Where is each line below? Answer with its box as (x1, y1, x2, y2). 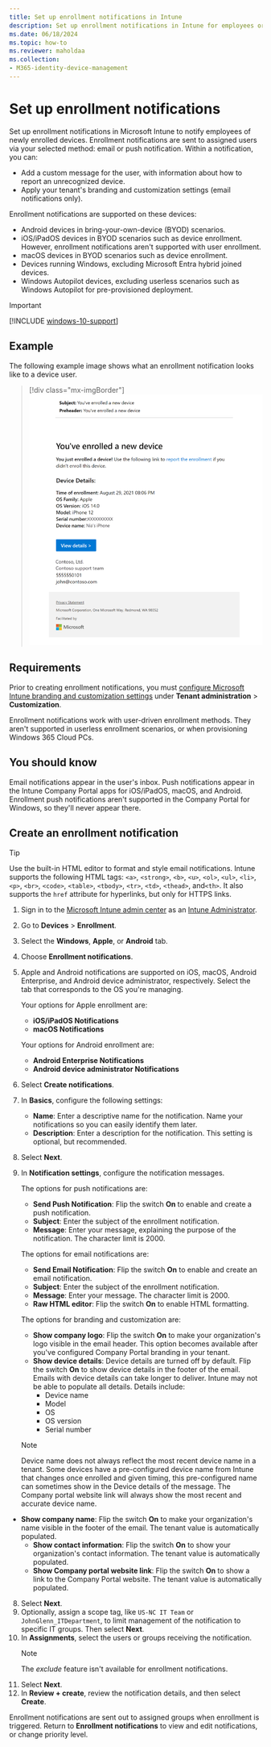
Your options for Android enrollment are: (20, 1040, 155, 1049)
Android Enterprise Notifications (32, 1055, 144, 1065)
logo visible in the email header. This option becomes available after (32, 1339, 258, 1349)
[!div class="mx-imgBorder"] (28, 385, 125, 394)
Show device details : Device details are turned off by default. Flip (32, 1356, 252, 1365)
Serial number (44, 1424, 92, 1434)
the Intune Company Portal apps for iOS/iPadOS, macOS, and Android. (9, 786, 243, 795)
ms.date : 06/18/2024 (9, 30, 79, 38)
